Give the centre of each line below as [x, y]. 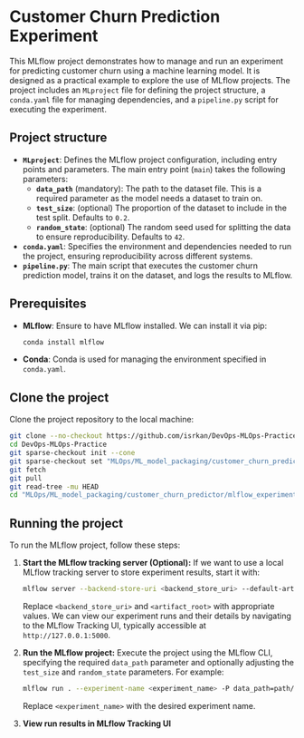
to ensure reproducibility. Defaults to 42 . [110, 237]
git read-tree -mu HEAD [54, 487]
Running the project [66, 523]
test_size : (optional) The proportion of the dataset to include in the [161, 208]
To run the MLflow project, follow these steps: [95, 545]
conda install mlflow [63, 342]
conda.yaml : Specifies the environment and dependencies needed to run [157, 246]
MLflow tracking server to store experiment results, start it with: [141, 572]
